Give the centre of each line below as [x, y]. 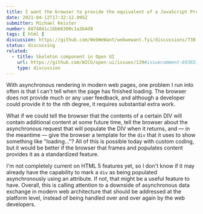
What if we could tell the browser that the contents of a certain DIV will [94, 116]
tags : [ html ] [25, 34]
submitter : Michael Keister [42, 23]
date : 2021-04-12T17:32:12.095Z [47, 17]
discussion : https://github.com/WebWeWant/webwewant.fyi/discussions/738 [101, 40]
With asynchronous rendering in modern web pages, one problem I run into [100, 85]
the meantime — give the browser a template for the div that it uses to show [101, 135]
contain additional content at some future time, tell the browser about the [97, 122]
